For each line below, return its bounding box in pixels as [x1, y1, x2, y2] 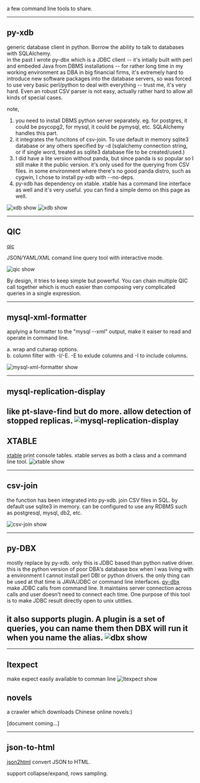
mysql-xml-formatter [7, 313, 87, 323]
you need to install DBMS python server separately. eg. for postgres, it [15, 117, 188, 124]
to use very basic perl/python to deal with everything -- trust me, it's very [7, 81, 186, 88]
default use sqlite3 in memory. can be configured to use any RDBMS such [7, 502, 188, 510]
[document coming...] [7, 720, 60, 727]
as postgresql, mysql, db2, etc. [7, 509, 82, 516]
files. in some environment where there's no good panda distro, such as [15, 167, 192, 174]
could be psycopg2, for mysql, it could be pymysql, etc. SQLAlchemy [15, 123, 185, 130]
